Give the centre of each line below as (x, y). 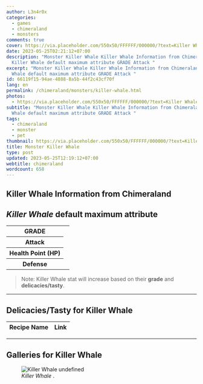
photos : (16, 96)
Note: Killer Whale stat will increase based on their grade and (97, 279)
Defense (35, 264)
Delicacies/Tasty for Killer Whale (69, 310)
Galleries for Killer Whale (54, 355)
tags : (13, 119)
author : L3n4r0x (27, 12)
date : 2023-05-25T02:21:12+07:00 (48, 51)
